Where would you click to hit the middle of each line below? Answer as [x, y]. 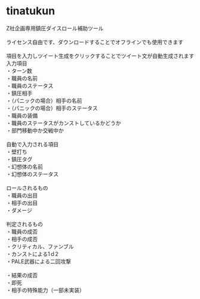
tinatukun [31, 11]
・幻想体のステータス [32, 174]
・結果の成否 [22, 275]
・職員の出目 [22, 195]
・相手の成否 [22, 239]
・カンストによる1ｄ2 [32, 254]
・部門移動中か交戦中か [35, 130]
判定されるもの [24, 224]
